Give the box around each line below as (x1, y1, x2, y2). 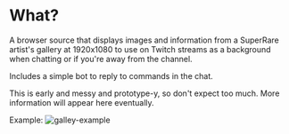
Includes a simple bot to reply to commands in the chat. (9, 70, 213, 81)
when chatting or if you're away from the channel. (9, 53, 194, 64)
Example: (9, 114, 44, 125)
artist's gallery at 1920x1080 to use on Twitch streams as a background (9, 43, 271, 54)
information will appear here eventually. (9, 97, 154, 107)
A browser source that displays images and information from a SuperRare (9, 35, 279, 45)
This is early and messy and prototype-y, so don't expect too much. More (9, 88, 280, 99)
